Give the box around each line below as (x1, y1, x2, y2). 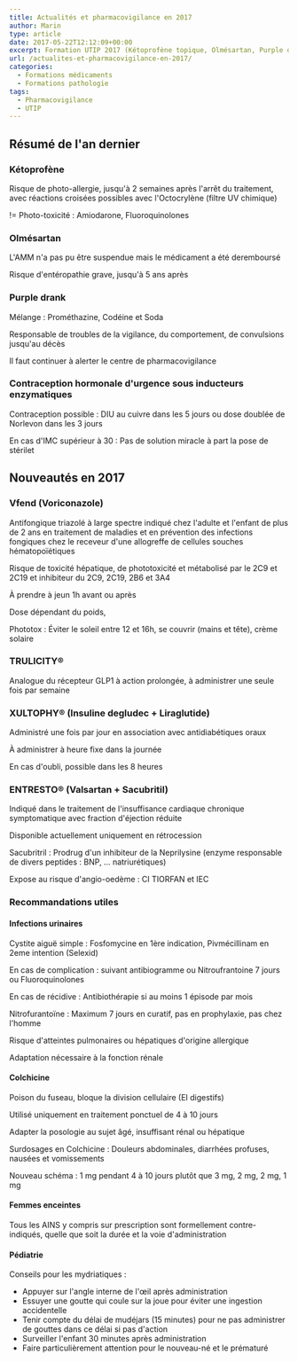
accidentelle (21, 1305, 67, 1316)
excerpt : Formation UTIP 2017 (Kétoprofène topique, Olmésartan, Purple (9, 46, 284, 55)
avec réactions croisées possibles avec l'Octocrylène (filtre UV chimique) (9, 192, 278, 203)
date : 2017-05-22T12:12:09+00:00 (9, 37, 133, 47)
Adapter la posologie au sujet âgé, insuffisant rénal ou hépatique (9, 1126, 246, 1137)
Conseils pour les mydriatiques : (9, 1269, 127, 1280)
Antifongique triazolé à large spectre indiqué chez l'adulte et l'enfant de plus (9, 517, 288, 528)
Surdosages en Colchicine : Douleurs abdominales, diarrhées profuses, (9, 1143, 270, 1154)
